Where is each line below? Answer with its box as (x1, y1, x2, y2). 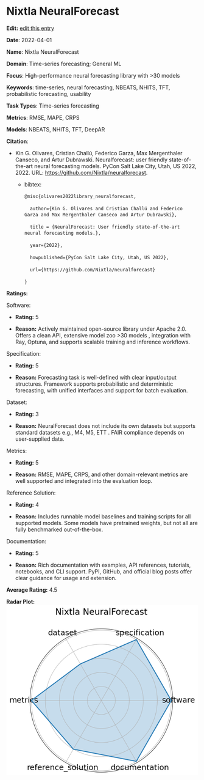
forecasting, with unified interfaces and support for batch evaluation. (15, 386, 188, 394)
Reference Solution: (6, 489, 56, 496)
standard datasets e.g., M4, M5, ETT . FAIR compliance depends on (15, 429, 185, 436)
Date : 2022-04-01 (6, 36, 52, 43)
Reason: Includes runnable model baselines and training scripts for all (15, 512, 191, 520)
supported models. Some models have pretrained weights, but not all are (15, 519, 198, 526)
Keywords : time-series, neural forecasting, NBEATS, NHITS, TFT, (6, 84, 171, 91)
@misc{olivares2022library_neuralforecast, (24, 193, 137, 199)
